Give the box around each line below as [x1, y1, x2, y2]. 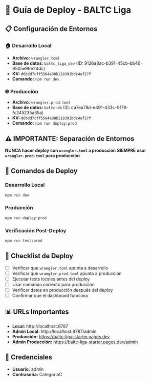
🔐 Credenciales [5, 353, 52, 361]
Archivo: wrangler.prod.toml [12, 99, 71, 105]
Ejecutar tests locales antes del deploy [12, 276, 90, 282]
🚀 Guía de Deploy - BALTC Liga [5, 4, 131, 16]
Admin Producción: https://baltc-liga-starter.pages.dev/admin [12, 339, 138, 345]
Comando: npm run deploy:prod [12, 120, 77, 126]
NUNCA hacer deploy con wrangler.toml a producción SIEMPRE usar [5, 147, 147, 153]
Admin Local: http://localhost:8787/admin [12, 328, 97, 334]
